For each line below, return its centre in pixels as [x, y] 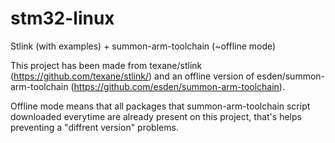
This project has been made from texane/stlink [106, 65]
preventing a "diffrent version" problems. [94, 127]
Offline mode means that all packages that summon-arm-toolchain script [160, 106]
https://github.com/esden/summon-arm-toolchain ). [179, 86]
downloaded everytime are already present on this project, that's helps [156, 116]
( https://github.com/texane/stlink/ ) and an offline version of [132, 76]
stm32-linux [62, 18]
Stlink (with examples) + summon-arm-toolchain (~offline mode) [143, 46]
